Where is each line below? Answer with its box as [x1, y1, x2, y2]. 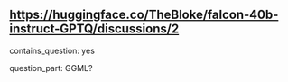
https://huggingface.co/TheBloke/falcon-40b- [9, 7, 279, 23]
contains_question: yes [9, 45, 95, 56]
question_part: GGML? [9, 62, 93, 73]
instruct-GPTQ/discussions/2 [9, 22, 180, 37]
